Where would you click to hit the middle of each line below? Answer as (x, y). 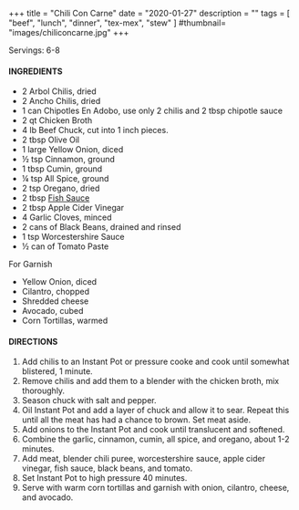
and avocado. (47, 497)
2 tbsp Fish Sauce (56, 198)
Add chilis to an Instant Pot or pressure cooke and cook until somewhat (155, 362)
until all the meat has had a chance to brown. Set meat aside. (136, 420)
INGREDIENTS (36, 71)
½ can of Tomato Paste (65, 246)
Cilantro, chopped (56, 292)
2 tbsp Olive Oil (50, 140)
